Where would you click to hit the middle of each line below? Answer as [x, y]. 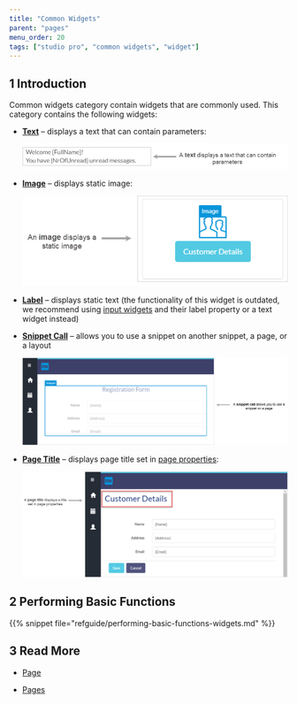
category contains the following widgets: [83, 114]
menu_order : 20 [37, 37]
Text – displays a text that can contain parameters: [114, 132]
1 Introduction [48, 84]
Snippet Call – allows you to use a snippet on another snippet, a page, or [154, 336]
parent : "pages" [39, 28]
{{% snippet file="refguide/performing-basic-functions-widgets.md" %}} [142, 623]
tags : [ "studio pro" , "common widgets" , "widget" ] [104, 47]
